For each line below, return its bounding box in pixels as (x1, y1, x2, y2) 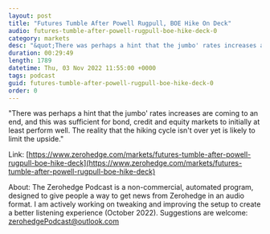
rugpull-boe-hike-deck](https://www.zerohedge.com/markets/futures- (8, 158, 243, 168)
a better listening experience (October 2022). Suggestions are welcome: (8, 208, 248, 218)
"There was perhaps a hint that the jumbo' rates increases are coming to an (8, 109, 259, 118)
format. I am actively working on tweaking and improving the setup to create (8, 199, 261, 209)
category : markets (8, 34, 70, 43)
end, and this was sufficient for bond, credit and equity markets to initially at (8, 117, 260, 127)
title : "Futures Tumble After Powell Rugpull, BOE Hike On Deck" (8, 19, 231, 27)
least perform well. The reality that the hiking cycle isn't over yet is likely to (8, 125, 256, 135)
